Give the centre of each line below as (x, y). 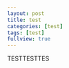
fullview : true (29, 39)
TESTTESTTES (28, 58)
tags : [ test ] (26, 33)
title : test (24, 20)
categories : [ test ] (35, 26)
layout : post (26, 13)
